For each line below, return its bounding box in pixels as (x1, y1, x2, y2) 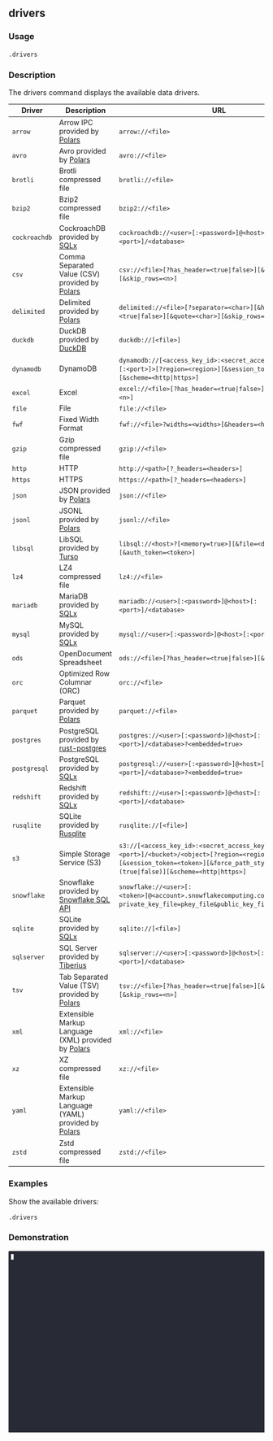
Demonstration (8, 1232, 69, 1243)
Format (58, 423, 84, 433)
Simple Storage (58, 849, 110, 859)
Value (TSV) (58, 980, 100, 990)
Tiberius (58, 960, 87, 970)
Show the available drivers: (8, 1196, 99, 1206)
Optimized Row (58, 668, 110, 678)
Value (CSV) (58, 268, 100, 279)
